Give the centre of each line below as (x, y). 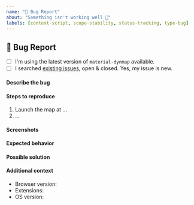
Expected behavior (30, 143)
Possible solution (28, 157)
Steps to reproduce (31, 96)
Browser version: (36, 184)
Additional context (30, 171)
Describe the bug (28, 82)
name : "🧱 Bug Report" (33, 12)
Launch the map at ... (41, 110)
